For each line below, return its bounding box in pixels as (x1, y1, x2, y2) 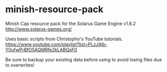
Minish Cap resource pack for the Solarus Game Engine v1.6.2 (5, 20, 136, 27)
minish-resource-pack (5, 4, 103, 15)
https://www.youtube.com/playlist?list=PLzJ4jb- (5, 41, 108, 47)
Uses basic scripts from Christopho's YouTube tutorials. (5, 36, 123, 42)
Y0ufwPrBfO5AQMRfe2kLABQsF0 (5, 46, 77, 53)
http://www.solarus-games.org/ (5, 26, 72, 32)
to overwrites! (5, 62, 35, 68)
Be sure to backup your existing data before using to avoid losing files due (5, 56, 162, 62)
